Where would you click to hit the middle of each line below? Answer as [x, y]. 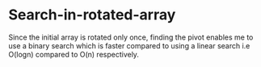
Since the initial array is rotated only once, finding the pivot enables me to [131, 37]
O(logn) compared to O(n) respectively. [74, 54]
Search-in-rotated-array [92, 15]
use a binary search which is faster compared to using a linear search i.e [129, 45]
